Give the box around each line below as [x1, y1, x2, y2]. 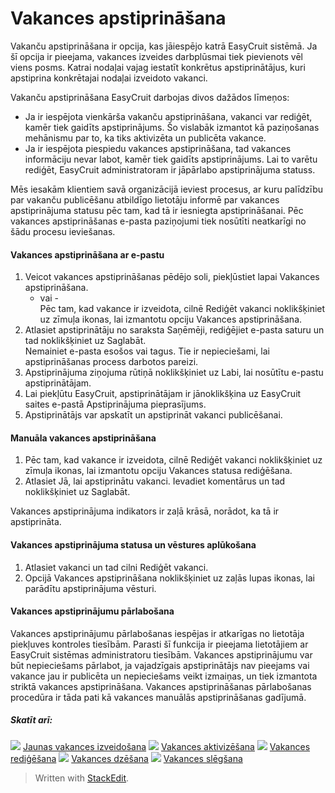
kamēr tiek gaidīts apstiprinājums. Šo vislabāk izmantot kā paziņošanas [24, 121, 320, 133]
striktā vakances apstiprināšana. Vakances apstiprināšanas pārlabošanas [10, 680, 312, 692]
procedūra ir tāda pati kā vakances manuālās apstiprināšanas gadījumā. [10, 691, 307, 703]
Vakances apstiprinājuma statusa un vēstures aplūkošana [10, 538, 257, 551]
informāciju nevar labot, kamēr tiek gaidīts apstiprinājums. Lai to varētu [24, 153, 318, 165]
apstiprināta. [10, 516, 62, 528]
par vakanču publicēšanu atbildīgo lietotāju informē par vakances [10, 193, 280, 206]
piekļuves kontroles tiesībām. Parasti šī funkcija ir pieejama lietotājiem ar [10, 638, 309, 650]
